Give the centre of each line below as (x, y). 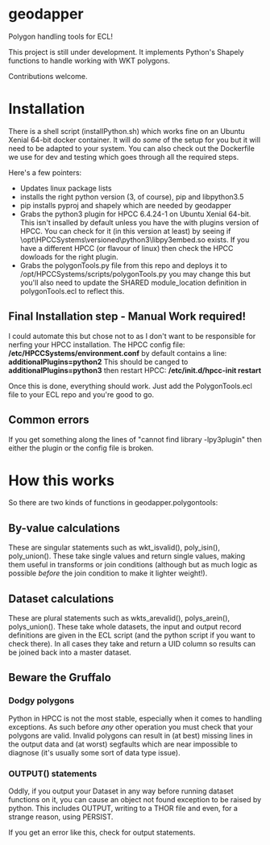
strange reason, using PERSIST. (61, 817)
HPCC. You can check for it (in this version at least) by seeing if (125, 231)
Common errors (49, 420)
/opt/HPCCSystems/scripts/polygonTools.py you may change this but (135, 274)
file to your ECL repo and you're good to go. (81, 394)
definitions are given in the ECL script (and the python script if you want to (132, 635)
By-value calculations (64, 528)
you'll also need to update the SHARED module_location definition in (133, 282)
